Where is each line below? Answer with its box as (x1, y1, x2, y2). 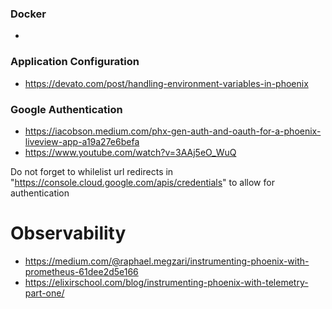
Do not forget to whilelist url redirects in (10, 165, 174, 177)
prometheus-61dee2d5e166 (24, 265, 139, 277)
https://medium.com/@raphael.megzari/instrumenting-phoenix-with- (24, 255, 310, 267)
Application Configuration (10, 55, 140, 69)
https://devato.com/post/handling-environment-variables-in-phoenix (24, 77, 309, 89)
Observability (10, 222, 127, 245)
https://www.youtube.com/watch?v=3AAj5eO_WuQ (24, 146, 237, 158)
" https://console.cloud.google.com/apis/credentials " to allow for (10, 176, 275, 188)
